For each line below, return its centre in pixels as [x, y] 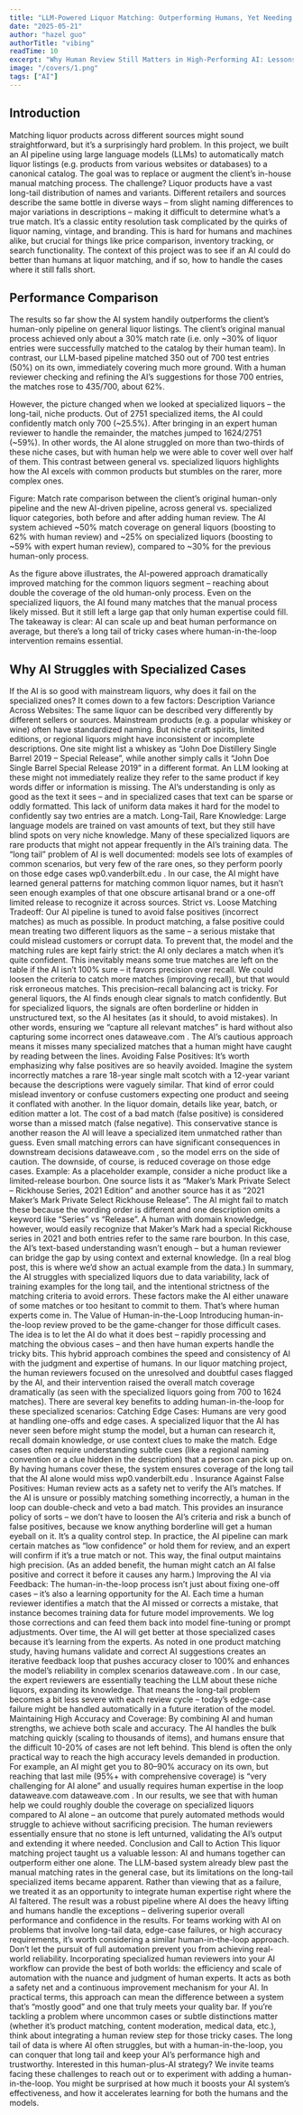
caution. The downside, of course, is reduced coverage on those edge [140, 1161]
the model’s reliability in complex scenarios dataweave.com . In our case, [145, 1671]
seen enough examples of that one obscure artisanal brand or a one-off [142, 893]
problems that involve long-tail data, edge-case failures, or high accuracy [146, 1930]
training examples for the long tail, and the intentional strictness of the [139, 1287]
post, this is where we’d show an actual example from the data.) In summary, [151, 1267]
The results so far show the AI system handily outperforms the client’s [139, 320]
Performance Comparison [84, 298]
